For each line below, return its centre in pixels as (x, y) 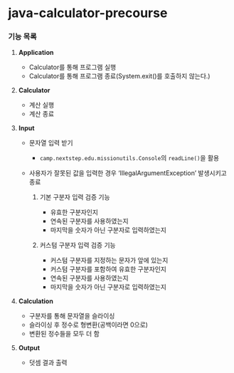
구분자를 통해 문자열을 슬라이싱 (72, 316)
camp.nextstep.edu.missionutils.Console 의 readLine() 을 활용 (129, 158)
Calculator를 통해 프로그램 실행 (73, 67)
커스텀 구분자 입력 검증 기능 (78, 245)
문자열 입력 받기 (51, 143)
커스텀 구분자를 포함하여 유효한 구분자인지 (108, 269)
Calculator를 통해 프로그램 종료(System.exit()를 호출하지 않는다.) (119, 76)
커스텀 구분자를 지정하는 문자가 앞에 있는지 (109, 261)
